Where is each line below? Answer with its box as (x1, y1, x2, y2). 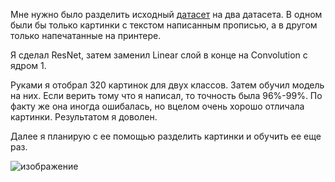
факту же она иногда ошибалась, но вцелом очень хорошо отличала (10, 100, 305, 112)
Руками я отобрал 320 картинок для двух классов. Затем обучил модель (10, 79, 325, 91)
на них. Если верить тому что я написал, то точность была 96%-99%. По (10, 90, 323, 101)
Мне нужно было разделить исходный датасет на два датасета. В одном (10, 9, 323, 20)
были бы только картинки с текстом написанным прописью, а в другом (10, 19, 318, 31)
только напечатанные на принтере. (10, 30, 162, 41)
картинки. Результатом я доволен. (10, 111, 158, 123)
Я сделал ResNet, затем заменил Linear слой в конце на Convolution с (10, 49, 308, 61)
